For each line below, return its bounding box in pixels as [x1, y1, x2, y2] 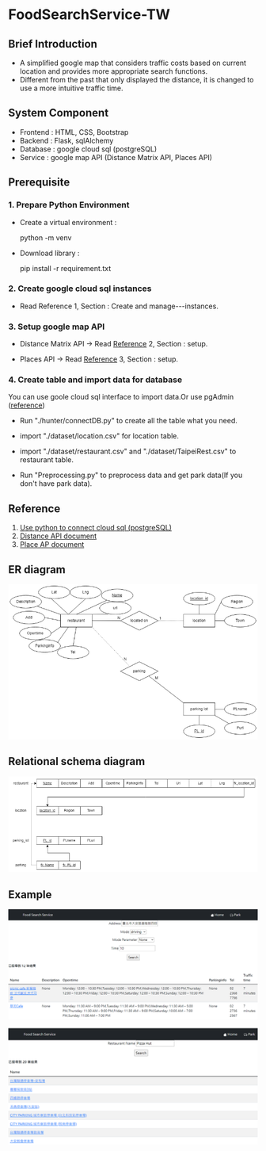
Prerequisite [8, 176, 70, 189]
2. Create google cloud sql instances [8, 283, 152, 294]
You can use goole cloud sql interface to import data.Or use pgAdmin [8, 392, 234, 402]
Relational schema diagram [8, 755, 146, 768]
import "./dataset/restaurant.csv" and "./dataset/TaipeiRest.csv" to [19, 446, 237, 457]
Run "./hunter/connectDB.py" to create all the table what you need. [19, 416, 237, 426]
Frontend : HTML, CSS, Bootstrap [19, 127, 129, 136]
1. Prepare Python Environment [8, 200, 130, 211]
